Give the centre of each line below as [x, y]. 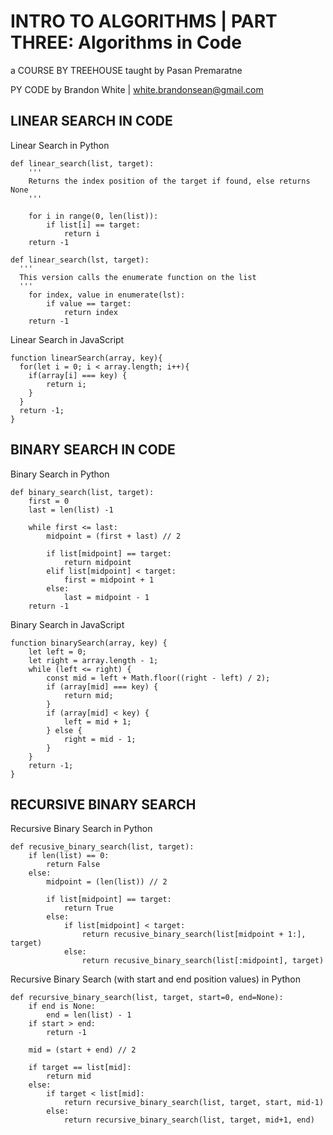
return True [88, 908]
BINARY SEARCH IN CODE [93, 450]
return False [73, 865]
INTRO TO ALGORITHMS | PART [144, 21]
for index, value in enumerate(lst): [107, 295]
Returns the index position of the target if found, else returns [169, 181]
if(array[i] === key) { [78, 375]
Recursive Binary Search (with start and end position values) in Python [155, 979]
